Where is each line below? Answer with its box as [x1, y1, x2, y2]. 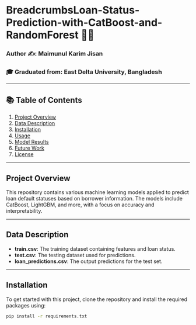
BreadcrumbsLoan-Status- [6, 4, 140, 17]
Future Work [14, 144, 45, 152]
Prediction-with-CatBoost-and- [6, 16, 163, 29]
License [14, 151, 34, 158]
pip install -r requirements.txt [6, 313, 87, 319]
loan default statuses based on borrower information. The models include [6, 195, 183, 202]
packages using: [6, 302, 46, 309]
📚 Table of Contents [6, 95, 83, 105]
